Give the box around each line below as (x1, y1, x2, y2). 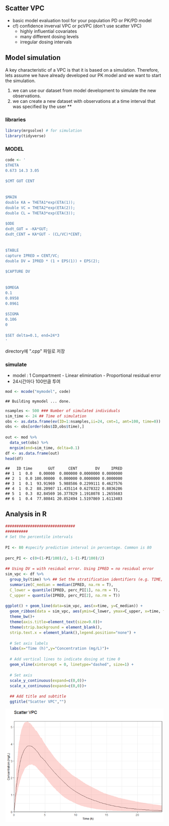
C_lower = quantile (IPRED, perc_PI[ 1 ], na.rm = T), (10, 587, 121, 593)
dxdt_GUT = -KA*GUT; (5, 226, 49, 231)
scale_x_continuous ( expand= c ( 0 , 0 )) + (10, 683, 87, 688)
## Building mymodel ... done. (5, 398, 71, 404)
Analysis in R (5, 509, 47, 518)
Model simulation (5, 53, 61, 62)
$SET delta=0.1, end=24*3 (5, 333, 59, 338)
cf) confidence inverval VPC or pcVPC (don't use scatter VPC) (12, 23, 142, 29)
